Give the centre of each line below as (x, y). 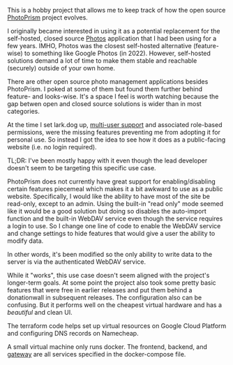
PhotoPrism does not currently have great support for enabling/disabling (111, 181)
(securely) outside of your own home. (61, 68)
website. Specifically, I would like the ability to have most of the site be (109, 196)
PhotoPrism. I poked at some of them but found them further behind (105, 89)
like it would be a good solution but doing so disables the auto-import (107, 211)
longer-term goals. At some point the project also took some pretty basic (112, 283)
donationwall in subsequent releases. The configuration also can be (105, 297)
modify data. (25, 241)
